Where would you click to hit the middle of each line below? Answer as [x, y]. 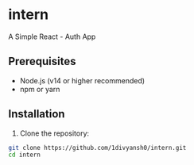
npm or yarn [40, 89]
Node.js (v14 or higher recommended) [82, 80]
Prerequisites [42, 61]
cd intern [25, 155]
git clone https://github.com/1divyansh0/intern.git [97, 148]
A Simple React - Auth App [52, 36]
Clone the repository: [54, 133]
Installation [37, 114]
